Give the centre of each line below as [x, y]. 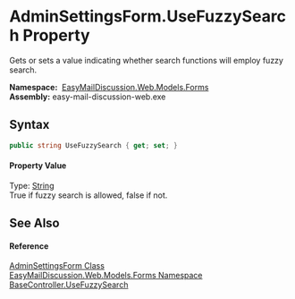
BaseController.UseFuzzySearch [69, 285]
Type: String [32, 185]
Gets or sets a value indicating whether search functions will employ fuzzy [147, 60]
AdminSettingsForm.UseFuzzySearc [147, 17]
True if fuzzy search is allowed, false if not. [88, 195]
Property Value [38, 166]
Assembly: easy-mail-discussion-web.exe [88, 97]
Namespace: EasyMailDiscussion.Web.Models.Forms [109, 87]
